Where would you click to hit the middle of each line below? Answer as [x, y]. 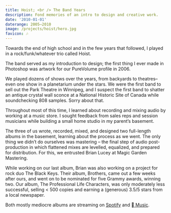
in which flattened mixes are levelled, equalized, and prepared [94, 147]
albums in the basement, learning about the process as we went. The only [83, 136]
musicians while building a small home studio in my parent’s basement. [80, 121]
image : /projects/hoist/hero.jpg [41, 29]
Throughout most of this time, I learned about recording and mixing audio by [86, 110]
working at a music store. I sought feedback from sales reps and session [82, 116]
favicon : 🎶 [17, 34]
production [17, 147]
